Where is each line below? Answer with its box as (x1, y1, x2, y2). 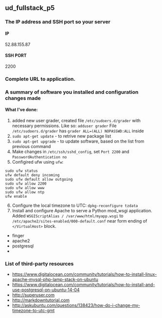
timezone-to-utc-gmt (12, 308, 55, 314)
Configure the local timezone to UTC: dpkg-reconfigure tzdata (12, 202, 138, 208)
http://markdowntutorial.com (12, 297, 70, 303)
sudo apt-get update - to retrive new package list (12, 133, 111, 139)
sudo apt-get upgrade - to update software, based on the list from (12, 138, 144, 144)
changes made (5, 94, 41, 101)
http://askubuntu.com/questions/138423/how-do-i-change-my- (12, 302, 140, 308)
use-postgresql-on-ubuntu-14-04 (12, 287, 80, 293)
